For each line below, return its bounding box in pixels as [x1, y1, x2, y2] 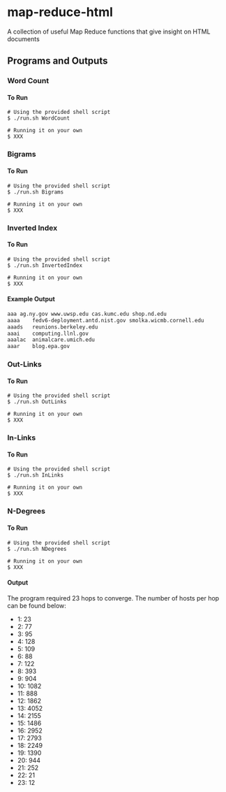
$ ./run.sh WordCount [7, 115, 70, 122]
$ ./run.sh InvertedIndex [7, 261, 82, 269]
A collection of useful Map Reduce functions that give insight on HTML [7, 27, 211, 36]
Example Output [7, 295, 56, 303]
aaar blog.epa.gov [7, 343, 70, 350]
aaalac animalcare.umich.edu [7, 336, 96, 343]
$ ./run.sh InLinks [7, 472, 64, 479]
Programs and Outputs [7, 55, 108, 67]
